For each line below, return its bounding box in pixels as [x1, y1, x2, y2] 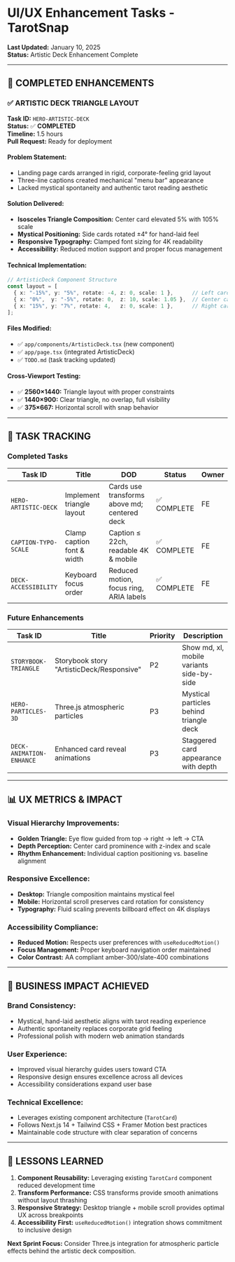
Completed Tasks [7, 452, 69, 462]
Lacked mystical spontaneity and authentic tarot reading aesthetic [17, 183, 208, 192]
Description [183, 630, 223, 640]
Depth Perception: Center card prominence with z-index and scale [17, 842, 211, 850]
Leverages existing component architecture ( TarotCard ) [17, 1114, 178, 1122]
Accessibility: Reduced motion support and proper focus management [17, 245, 222, 254]
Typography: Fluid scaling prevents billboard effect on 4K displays [17, 905, 211, 913]
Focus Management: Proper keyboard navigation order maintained [17, 945, 211, 954]
